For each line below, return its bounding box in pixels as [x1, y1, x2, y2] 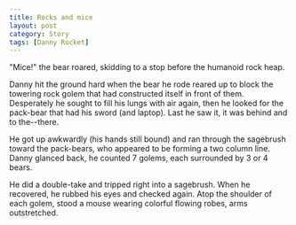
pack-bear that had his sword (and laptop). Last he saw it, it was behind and [9, 107, 288, 118]
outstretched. [9, 207, 59, 218]
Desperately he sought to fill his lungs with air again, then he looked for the [9, 98, 284, 109]
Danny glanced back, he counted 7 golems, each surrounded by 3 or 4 [9, 152, 268, 164]
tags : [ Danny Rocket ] [9, 37, 90, 47]
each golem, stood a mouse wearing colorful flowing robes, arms [9, 198, 248, 209]
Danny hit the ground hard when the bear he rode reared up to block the [9, 79, 274, 89]
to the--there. [9, 117, 60, 128]
